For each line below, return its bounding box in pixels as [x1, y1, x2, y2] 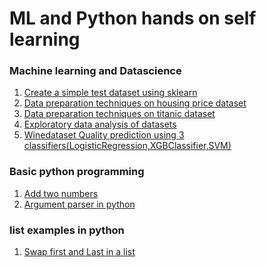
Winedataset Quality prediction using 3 [23, 129, 185, 141]
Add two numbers [23, 187, 99, 199]
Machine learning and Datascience [9, 64, 182, 78]
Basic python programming [9, 165, 145, 179]
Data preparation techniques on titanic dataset [23, 108, 216, 120]
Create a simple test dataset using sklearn [23, 87, 198, 99]
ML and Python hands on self [9, 7, 257, 30]
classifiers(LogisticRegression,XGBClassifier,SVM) [23, 140, 232, 152]
